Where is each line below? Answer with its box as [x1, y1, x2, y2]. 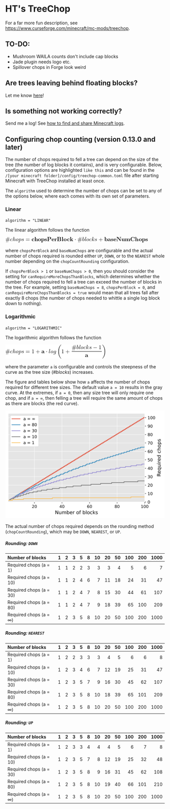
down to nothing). [5, 300, 42, 306]
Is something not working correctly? [5, 107, 122, 115]
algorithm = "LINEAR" [5, 218, 51, 223]
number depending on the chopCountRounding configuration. [5, 258, 130, 264]
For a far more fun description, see [5, 20, 78, 26]
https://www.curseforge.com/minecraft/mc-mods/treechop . [5, 25, 130, 31]
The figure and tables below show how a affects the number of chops [5, 378, 150, 385]
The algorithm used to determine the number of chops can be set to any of [5, 188, 162, 194]
